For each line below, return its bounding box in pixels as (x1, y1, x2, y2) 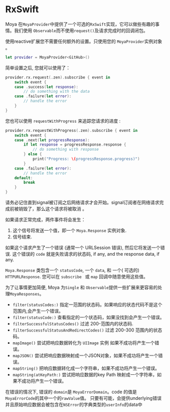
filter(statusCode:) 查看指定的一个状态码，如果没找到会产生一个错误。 (12, 314, 164, 320)
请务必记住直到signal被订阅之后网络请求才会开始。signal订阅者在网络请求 (5, 200, 159, 206)
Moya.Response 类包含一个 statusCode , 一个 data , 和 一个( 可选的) (5, 267, 140, 273)
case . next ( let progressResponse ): (14, 138, 90, 143)
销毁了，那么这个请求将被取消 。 (18, 206, 87, 212)
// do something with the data (23, 89, 90, 94)
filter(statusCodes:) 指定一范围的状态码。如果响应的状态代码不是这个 (12, 301, 162, 308)
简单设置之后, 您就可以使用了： (5, 65, 70, 71)
